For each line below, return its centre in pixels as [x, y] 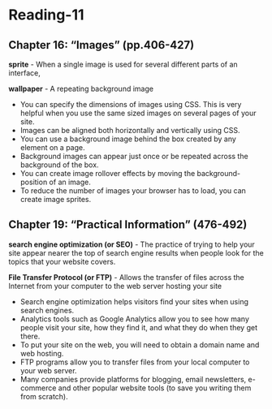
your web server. [48, 370]
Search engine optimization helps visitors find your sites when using [134, 301]
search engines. [47, 310]
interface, [24, 73]
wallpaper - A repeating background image [81, 88]
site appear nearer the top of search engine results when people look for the [136, 252]
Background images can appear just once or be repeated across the [134, 156]
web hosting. [42, 353]
